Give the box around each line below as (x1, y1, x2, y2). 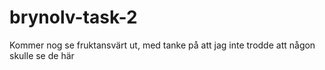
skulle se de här (9, 49, 75, 61)
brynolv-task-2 (9, 6, 138, 29)
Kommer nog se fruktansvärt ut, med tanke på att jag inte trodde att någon (9, 39, 316, 51)
